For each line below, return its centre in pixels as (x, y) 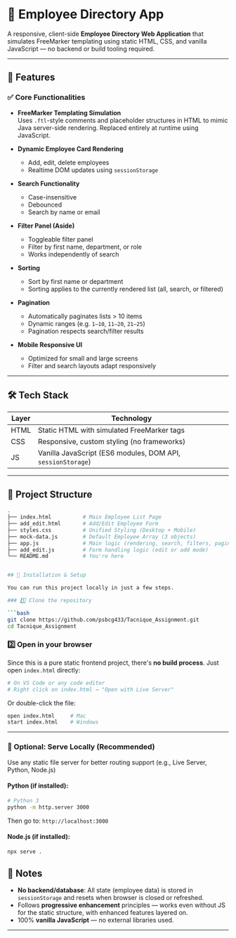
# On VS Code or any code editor (56, 683)
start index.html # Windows (53, 722)
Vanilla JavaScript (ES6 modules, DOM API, (109, 453)
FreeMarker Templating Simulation (69, 112)
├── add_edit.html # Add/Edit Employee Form (83, 523)
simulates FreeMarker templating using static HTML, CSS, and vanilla (107, 41)
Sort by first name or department (76, 281)
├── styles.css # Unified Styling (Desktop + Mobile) (102, 530)
